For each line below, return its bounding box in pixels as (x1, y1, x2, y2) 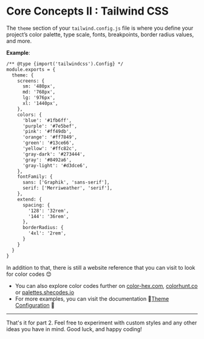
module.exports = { (6, 66, 56, 72)
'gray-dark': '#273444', (22, 151, 86, 157)
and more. (6, 37, 32, 44)
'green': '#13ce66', (22, 140, 75, 146)
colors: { (17, 111, 42, 118)
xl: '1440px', (22, 100, 59, 107)
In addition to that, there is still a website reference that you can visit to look (6, 264, 195, 271)
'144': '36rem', (28, 213, 69, 219)
